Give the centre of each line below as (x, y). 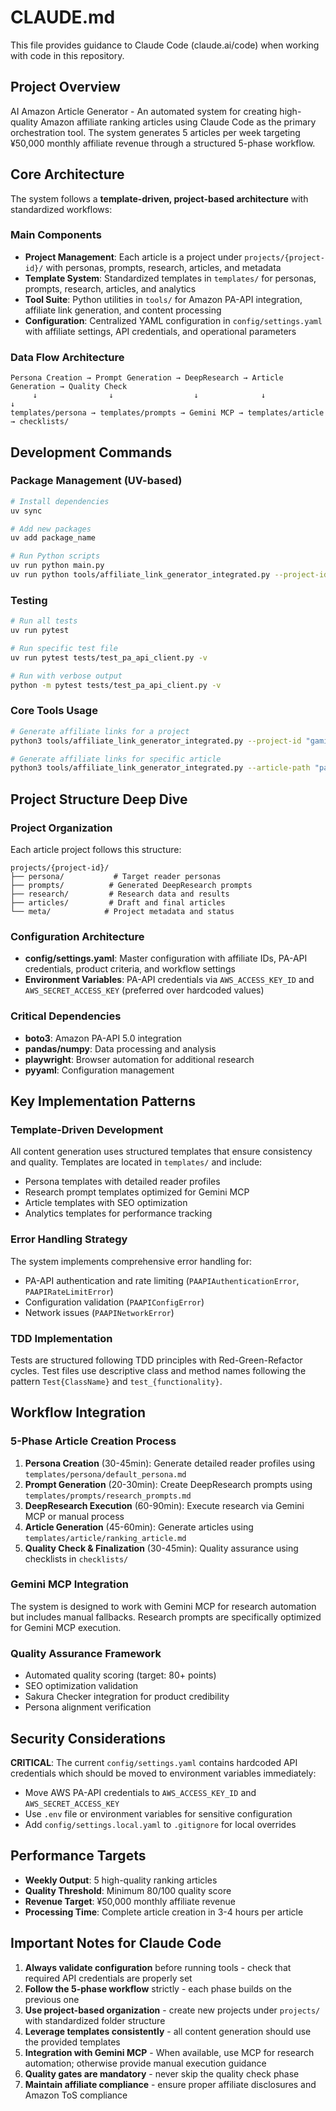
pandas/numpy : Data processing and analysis (120, 1048)
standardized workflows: (61, 209)
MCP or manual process (74, 1516)
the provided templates (72, 2042)
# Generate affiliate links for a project (100, 731)
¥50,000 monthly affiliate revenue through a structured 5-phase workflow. (163, 143)
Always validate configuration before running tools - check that (158, 1967)
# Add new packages (51, 529)
